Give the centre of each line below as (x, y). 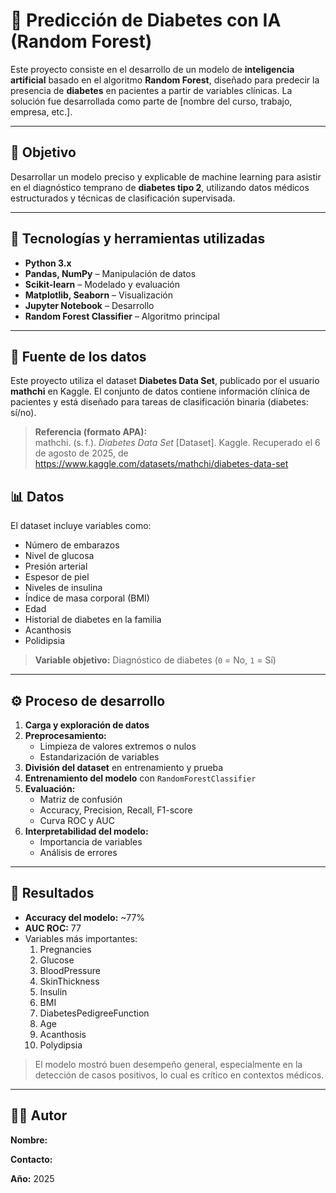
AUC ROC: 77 (53, 928)
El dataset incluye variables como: (81, 526)
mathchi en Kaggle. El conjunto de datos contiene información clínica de (160, 391)
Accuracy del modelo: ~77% (85, 917)
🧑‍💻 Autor (39, 1115)
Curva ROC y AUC (77, 820)
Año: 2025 (32, 1178)
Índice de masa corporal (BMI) (87, 598)
